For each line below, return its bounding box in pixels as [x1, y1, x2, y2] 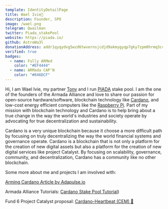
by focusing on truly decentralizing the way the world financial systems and [5, 133, 161, 139]
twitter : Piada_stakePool [5, 30, 59, 35]
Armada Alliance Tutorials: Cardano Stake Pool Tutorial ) [5, 188, 119, 194]
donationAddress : [5, 44, 41, 49]
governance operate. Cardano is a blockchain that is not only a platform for [5, 138, 160, 144]
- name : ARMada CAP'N [9, 68, 55, 73]
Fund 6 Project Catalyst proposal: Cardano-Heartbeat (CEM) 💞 [5, 198, 134, 204]
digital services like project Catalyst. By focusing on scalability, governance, [5, 148, 162, 155]
